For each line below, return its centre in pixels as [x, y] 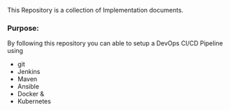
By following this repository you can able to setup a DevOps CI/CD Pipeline [115, 43]
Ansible [28, 87]
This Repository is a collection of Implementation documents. [95, 10]
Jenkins [29, 72]
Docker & [31, 94]
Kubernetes [34, 101]
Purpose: [23, 28]
